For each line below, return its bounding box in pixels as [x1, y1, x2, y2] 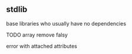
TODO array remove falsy [6, 31, 68, 38]
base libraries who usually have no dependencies [6, 20, 127, 27]
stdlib [6, 5, 28, 15]
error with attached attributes [6, 42, 78, 49]
